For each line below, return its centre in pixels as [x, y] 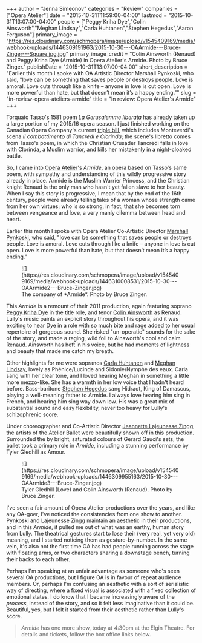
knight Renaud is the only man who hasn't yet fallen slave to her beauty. [96, 187]
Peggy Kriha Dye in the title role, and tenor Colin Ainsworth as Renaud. [94, 312]
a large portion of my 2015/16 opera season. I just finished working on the [98, 123]
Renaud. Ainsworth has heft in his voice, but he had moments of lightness [98, 345]
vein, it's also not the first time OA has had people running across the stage [100, 546]
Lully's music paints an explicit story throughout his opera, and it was [93, 319]
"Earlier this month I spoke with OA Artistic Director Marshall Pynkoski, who [100, 73]
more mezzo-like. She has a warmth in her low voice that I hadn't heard [95, 382]
